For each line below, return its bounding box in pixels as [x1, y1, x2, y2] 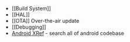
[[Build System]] [11, 5, 52, 12]
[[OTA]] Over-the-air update [11, 17, 80, 24]
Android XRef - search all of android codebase [11, 30, 124, 37]
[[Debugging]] [11, 23, 46, 30]
